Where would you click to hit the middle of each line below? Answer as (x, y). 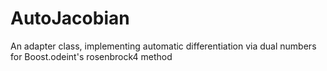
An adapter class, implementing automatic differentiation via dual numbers (163, 46)
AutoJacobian (70, 18)
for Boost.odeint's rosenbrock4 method (91, 56)
